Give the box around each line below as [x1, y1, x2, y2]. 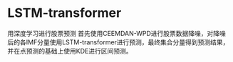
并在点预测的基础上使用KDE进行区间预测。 [7, 46, 133, 55]
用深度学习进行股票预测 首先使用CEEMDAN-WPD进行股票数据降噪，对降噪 [7, 29, 227, 37]
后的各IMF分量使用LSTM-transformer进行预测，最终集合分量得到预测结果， [7, 37, 229, 46]
